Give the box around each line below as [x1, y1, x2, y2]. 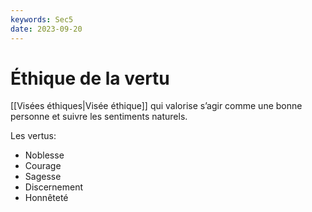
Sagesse [24, 171, 62, 183]
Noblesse [24, 149, 65, 161]
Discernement [24, 181, 84, 193]
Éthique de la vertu [10, 67, 170, 90]
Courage [24, 160, 62, 172]
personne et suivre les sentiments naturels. [10, 111, 188, 123]
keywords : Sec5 [10, 14, 74, 25]
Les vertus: [10, 130, 57, 142]
